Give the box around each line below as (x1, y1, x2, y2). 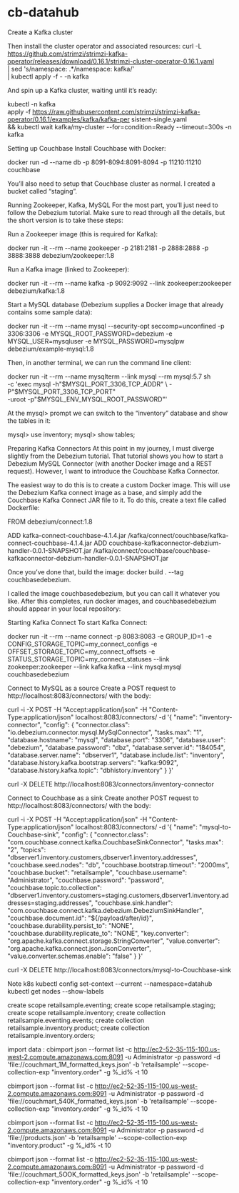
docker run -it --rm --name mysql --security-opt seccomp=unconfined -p (7, 321, 225, 330)
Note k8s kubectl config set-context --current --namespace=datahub (7, 979, 213, 988)
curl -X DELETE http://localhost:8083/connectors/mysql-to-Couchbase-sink (7, 965, 232, 974)
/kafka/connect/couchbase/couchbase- (93, 546, 210, 554)
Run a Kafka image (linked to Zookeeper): (7, 265, 130, 274)
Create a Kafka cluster (7, 28, 73, 36)
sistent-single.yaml (131, 115, 188, 124)
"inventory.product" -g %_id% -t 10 (7, 1141, 112, 1149)
